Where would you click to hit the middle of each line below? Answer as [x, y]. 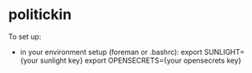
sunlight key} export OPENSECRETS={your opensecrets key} [141, 60]
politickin [40, 15]
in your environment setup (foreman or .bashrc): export [111, 52]
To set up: [25, 36]
